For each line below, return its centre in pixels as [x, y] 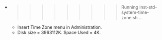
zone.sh [129, 18]
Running [130, 7]
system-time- [135, 12]
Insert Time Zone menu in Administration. [60, 27]
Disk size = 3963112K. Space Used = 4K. [59, 32]
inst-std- [148, 7]
